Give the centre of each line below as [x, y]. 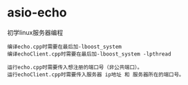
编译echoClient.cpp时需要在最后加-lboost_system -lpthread [89, 54]
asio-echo [37, 13]
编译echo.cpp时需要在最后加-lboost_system [65, 47]
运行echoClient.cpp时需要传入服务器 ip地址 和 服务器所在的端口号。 [96, 74]
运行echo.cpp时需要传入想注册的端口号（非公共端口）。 [75, 67]
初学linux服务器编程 [35, 32]
